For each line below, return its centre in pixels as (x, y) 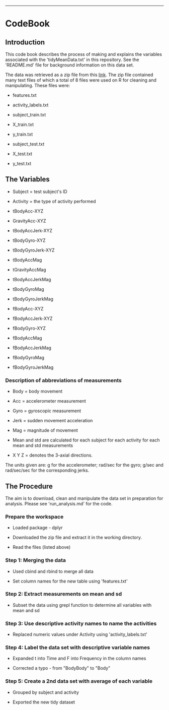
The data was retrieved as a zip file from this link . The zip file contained (79, 75)
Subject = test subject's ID (40, 191)
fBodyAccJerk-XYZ (32, 318)
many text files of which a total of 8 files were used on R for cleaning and (81, 80)
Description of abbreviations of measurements (64, 380)
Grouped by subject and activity (46, 692)
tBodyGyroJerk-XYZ (33, 250)
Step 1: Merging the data (36, 560)
